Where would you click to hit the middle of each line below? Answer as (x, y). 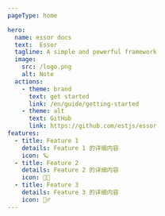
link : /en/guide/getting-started (84, 104)
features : (24, 133)
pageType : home (33, 15)
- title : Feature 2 (47, 163)
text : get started (59, 96)
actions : (29, 81)
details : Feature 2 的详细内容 (71, 170)
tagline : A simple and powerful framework (86, 52)
